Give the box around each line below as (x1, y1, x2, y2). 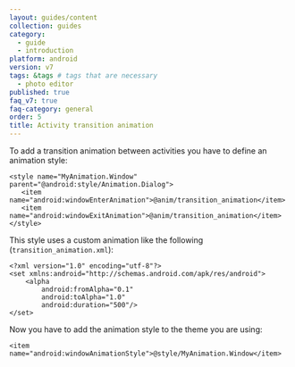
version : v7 (9, 63, 54, 72)
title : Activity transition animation (9, 121, 154, 130)
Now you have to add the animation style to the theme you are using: (9, 324, 263, 335)
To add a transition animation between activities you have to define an (9, 146, 267, 156)
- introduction (17, 46, 74, 55)
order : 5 (9, 113, 42, 121)
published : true (9, 88, 70, 96)
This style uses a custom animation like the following (9, 235, 204, 246)
